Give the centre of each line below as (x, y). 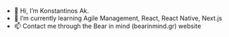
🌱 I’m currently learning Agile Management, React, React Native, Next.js (118, 18)
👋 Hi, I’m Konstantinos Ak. (51, 11)
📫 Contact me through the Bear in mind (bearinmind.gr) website (107, 26)
